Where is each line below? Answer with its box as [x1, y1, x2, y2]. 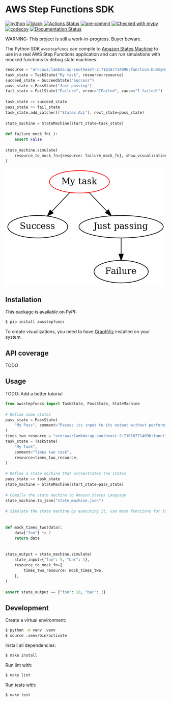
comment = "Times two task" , [14, 449, 72, 455]
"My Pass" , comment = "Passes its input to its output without [14, 422, 147, 428]
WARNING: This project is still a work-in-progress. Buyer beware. [5, 36, 142, 42]
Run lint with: [5, 662, 33, 668]
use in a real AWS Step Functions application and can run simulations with [5, 51, 160, 57]
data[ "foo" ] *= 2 [14, 530, 51, 535]
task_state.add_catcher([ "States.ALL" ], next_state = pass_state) [5, 110, 145, 115]
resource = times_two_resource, [14, 455, 79, 460]
